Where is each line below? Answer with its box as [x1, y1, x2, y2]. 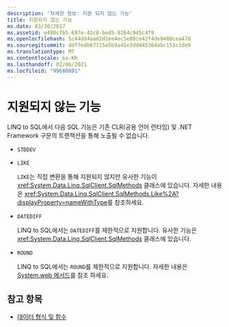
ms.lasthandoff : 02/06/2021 [7, 61, 87, 68]
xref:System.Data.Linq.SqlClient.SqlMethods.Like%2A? [24, 190, 179, 198]
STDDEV [16, 147, 36, 154]
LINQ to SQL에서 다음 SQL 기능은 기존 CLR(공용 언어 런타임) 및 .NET [7, 123, 193, 131]
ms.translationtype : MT [7, 49, 75, 56]
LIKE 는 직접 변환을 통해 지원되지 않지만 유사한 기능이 [16, 173, 157, 181]
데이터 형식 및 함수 [16, 313, 67, 321]
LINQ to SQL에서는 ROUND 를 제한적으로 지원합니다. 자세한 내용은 [16, 263, 188, 271]
